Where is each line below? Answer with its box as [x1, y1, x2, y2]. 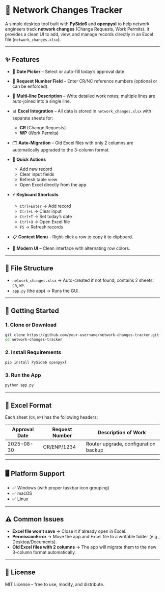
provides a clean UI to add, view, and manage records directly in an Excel [5, 31, 154, 37]
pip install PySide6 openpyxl [5, 360, 67, 365]
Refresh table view [19, 176, 57, 182]
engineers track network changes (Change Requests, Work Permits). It [5, 26, 150, 32]
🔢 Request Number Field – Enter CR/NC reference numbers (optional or [12, 78, 158, 84]
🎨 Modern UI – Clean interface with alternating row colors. [12, 245, 130, 251]
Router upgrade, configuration [85, 441, 156, 447]
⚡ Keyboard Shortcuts [12, 191, 59, 197]
